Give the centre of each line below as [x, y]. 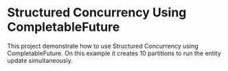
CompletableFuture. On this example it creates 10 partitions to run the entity [114, 53]
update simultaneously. [40, 60]
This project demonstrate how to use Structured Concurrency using [103, 46]
